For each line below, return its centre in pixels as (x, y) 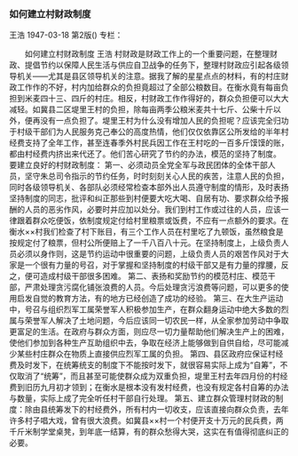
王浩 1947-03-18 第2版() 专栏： (66, 35)
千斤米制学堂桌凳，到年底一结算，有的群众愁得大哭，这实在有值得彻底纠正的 (149, 432)
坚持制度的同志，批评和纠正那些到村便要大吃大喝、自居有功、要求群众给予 (145, 198)
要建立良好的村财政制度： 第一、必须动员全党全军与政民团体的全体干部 (138, 165)
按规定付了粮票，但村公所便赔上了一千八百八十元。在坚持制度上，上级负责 (145, 243)
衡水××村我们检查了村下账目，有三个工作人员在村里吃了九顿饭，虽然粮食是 (146, 232)
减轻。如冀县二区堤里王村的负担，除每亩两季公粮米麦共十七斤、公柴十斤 (141, 109)
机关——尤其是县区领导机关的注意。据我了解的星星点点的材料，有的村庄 (149, 76)
